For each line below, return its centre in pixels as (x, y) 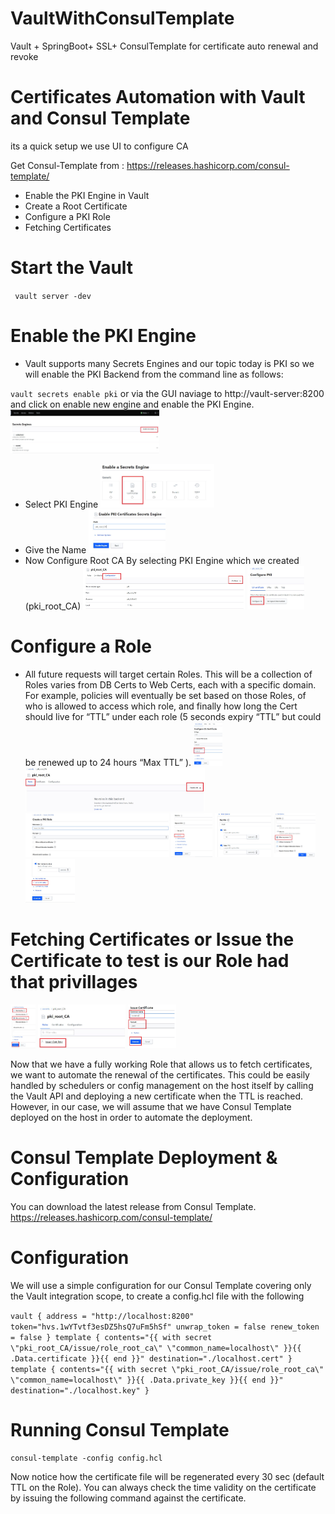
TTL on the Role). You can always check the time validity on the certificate (163, 1488)
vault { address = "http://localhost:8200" (102, 1316)
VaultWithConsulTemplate (122, 18)
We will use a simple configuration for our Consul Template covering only (161, 1285)
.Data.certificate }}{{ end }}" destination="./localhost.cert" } (151, 1358)
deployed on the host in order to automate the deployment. (131, 1117)
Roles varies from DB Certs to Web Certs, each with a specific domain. (170, 684)
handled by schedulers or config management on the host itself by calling (162, 1085)
